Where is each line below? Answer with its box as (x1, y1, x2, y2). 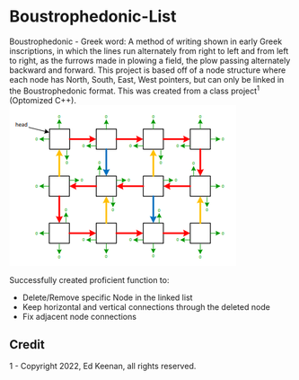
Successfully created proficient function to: (9, 274, 170, 285)
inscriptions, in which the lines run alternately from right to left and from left (9, 45, 289, 56)
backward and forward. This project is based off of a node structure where (9, 65, 286, 75)
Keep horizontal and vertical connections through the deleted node (22, 301, 271, 312)
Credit (9, 337, 45, 352)
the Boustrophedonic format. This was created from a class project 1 (9, 84, 260, 96)
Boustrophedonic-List (9, 6, 177, 27)
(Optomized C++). (9, 94, 76, 105)
